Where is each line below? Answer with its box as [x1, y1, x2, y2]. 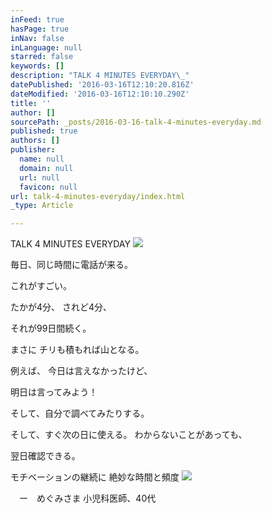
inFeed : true [10, 14, 65, 25]
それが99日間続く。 [10, 322, 92, 335]
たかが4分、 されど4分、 [10, 301, 113, 313]
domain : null [19, 163, 74, 173]
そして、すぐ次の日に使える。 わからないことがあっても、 [10, 429, 248, 441]
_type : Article [10, 201, 74, 211]
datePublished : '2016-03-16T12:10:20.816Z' [10, 80, 195, 90]
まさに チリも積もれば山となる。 [10, 344, 145, 356]
